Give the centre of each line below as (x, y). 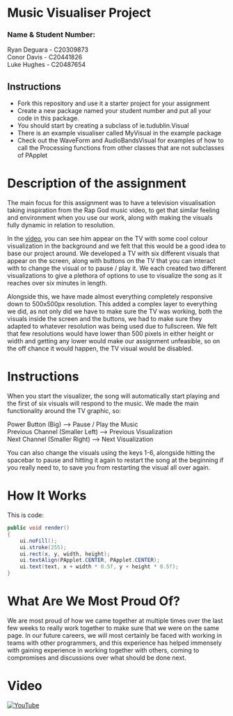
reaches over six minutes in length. (57, 283)
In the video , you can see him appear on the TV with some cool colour (108, 239)
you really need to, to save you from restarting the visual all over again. (109, 468)
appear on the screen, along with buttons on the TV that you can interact (111, 261)
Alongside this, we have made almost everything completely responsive (110, 297)
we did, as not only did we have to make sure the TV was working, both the (115, 311)
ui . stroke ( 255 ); (43, 547)
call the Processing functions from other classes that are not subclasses (121, 148)
